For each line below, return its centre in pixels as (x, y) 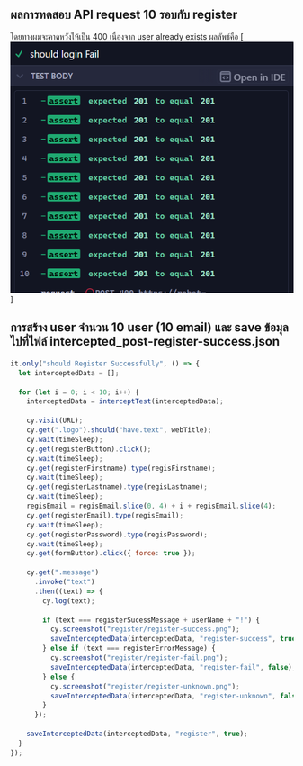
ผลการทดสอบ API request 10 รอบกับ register (124, 15)
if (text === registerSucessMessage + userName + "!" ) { (151, 620)
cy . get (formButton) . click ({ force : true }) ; (111, 554)
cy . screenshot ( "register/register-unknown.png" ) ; (145, 686)
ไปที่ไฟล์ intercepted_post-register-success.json (145, 342)
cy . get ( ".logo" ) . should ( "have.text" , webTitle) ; (119, 430)
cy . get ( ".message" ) (63, 572)
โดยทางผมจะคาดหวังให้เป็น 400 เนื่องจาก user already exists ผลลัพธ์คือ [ (127, 36)
